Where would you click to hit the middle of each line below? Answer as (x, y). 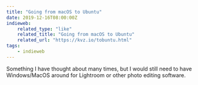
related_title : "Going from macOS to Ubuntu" (76, 35)
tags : (13, 46)
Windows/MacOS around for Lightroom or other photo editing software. (96, 75)
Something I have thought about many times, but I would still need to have (99, 69)
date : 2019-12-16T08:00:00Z (42, 18)
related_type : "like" (44, 29)
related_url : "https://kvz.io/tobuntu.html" (75, 40)
